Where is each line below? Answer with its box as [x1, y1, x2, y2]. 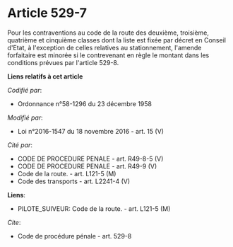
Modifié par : [7, 113, 44, 122]
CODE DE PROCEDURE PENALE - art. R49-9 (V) [17, 161, 157, 171]
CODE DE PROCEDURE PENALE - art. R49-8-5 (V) [17, 154, 164, 163]
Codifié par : [7, 86, 42, 94]
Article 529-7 [7, 5, 87, 21]
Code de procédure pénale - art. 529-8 [17, 231, 132, 240]
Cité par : [7, 140, 33, 149]
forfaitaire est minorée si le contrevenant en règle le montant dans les [7, 51, 210, 59]
